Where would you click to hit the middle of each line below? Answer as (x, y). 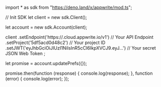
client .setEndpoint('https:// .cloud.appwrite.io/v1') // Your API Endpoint (79, 37)
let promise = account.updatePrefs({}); (46, 63)
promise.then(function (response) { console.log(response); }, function (79, 73)
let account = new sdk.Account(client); (46, 27)
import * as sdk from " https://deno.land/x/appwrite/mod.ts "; (69, 7)
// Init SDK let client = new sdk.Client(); (46, 17)
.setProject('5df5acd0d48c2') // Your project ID (55, 42)
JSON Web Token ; (25, 53)
